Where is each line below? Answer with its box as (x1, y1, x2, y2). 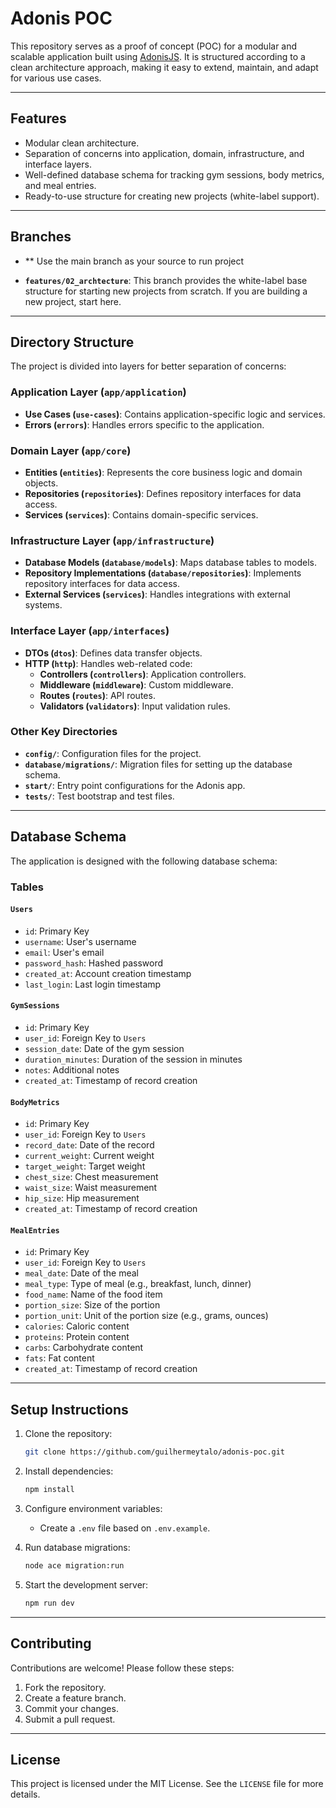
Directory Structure (10, 333, 135, 351)
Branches (10, 228, 72, 246)
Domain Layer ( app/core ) (10, 443, 132, 457)
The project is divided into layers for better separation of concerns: (10, 360, 287, 372)
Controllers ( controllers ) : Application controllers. (39, 668, 247, 680)
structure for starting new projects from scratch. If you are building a (24, 285, 308, 297)
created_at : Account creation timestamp (24, 967, 192, 979)
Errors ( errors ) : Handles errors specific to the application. (24, 418, 265, 431)
